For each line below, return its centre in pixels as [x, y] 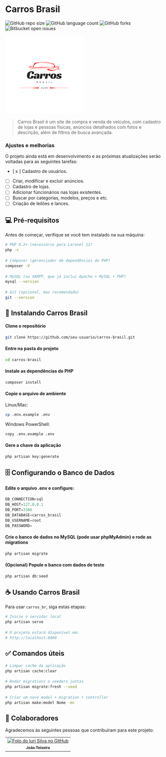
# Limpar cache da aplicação [35, 666]
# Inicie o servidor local [33, 617]
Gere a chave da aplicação [33, 445]
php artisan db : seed [27, 576]
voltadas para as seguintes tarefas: [41, 162]
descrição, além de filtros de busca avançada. [65, 132]
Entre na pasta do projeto [32, 349]
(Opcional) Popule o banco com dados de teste [55, 565]
